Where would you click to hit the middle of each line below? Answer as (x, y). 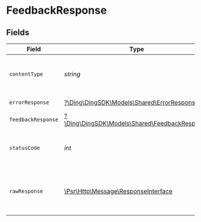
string (72, 74)
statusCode (25, 148)
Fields (18, 33)
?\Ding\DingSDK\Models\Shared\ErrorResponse (131, 102)
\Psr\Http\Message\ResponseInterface (118, 191)
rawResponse (26, 191)
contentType (26, 74)
